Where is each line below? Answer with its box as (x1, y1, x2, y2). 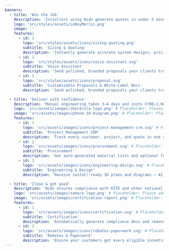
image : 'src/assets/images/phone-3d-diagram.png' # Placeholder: (14, 111, 154, 116)
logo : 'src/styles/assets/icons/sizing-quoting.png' (23, 41, 136, 46)
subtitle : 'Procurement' (23, 149, 75, 154)
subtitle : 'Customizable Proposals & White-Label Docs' (23, 83, 143, 88)
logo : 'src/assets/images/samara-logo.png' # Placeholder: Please (14, 191, 156, 196)
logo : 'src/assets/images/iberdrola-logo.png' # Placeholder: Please (14, 106, 163, 112)
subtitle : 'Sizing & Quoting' (23, 45, 86, 50)
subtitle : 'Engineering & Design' (23, 167, 95, 172)
